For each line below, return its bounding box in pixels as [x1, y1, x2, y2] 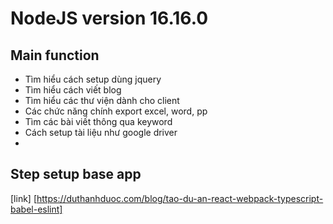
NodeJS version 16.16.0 [10, 7, 209, 30]
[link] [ [10, 192, 37, 204]
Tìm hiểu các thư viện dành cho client [24, 95, 180, 106]
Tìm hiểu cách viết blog [24, 84, 122, 96]
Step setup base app [10, 166, 142, 183]
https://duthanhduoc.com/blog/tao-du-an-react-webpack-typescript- [36, 192, 324, 204]
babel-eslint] [10, 203, 63, 215]
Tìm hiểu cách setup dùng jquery [24, 73, 162, 85]
